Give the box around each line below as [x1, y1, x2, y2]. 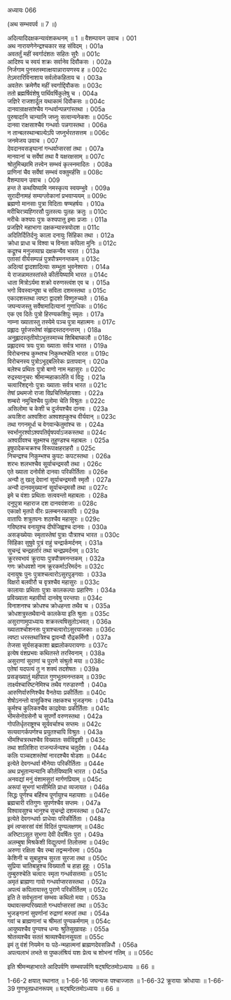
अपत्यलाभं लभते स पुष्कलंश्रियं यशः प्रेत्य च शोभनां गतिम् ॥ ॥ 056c [7, 949, 154, 957]
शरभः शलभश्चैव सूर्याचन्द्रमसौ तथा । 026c [7, 460, 103, 468]
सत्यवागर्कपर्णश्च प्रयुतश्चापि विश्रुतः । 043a [7, 728, 103, 736]
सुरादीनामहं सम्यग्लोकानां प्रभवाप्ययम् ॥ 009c [7, 192, 107, 200]
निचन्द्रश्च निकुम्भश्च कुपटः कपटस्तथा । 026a [7, 452, 111, 460]
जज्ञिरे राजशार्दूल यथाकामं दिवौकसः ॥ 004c [7, 97, 105, 105]
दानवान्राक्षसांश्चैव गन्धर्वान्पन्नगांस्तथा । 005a [7, 105, 106, 113]
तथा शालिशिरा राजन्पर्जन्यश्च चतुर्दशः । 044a [7, 744, 109, 752]
